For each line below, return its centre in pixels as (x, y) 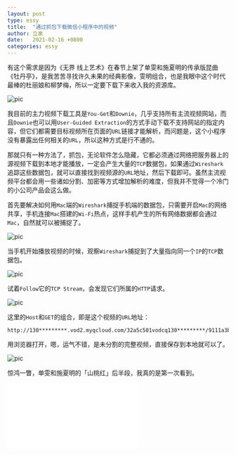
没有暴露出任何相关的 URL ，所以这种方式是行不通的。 (83, 140)
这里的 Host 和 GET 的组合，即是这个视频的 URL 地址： (78, 317)
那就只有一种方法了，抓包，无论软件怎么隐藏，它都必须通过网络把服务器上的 (118, 155)
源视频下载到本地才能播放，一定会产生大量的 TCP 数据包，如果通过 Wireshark (115, 164)
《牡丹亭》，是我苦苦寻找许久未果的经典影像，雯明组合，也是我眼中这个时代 (117, 76)
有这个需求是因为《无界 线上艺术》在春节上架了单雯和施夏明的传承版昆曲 (113, 67)
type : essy (23, 20)
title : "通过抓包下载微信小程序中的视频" (62, 27)
